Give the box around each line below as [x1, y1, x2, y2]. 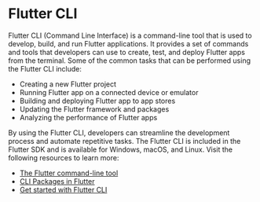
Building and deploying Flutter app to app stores [19, 96, 176, 105]
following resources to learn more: [8, 152, 119, 162]
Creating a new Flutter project [19, 79, 116, 89]
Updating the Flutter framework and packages [19, 104, 170, 114]
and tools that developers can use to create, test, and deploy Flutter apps [8, 47, 246, 57]
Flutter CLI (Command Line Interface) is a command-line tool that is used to [8, 31, 253, 40]
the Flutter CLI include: [8, 64, 82, 73]
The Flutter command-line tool [19, 168, 119, 178]
